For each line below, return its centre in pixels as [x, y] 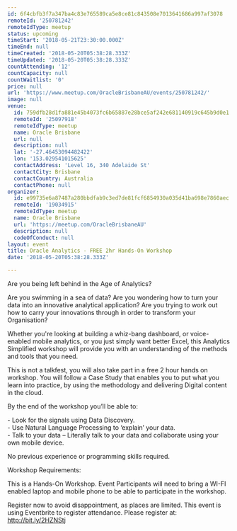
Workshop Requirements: [44, 470]
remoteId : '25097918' [46, 119]
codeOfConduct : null [44, 238]
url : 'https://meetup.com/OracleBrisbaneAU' [80, 224]
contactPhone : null [42, 185]
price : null [25, 86]
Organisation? [28, 320]
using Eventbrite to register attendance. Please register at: [92, 513]
